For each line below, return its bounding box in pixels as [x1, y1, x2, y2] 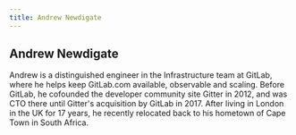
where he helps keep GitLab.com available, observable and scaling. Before [9, 80, 284, 90]
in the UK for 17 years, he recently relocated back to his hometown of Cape [9, 108, 286, 119]
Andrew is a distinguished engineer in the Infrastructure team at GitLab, [9, 70, 273, 80]
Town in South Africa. [9, 117, 89, 128]
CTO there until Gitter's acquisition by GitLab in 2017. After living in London [9, 98, 284, 109]
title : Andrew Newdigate [9, 13, 102, 22]
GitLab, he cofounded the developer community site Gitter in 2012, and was [9, 89, 288, 99]
